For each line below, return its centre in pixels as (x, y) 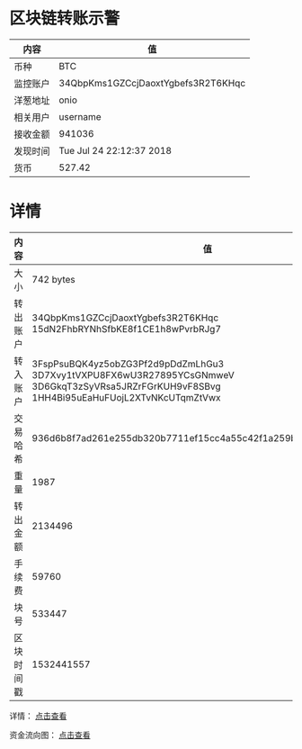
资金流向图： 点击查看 (50, 735)
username (80, 116)
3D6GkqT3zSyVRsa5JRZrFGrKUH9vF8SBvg (127, 386)
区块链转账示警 (65, 18)
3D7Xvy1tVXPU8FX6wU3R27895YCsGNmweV (133, 374)
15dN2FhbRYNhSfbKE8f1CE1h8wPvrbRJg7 (127, 329)
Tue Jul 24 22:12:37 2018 (115, 150)
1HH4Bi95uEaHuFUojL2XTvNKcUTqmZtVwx (127, 397)
